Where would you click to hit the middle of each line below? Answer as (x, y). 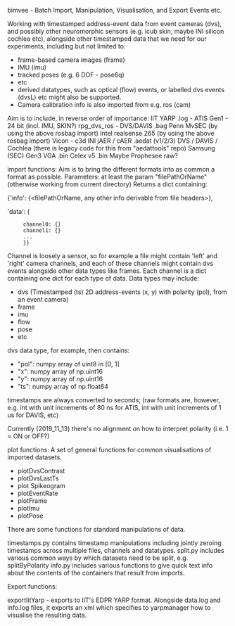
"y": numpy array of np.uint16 (60, 379)
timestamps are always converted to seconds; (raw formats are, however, (114, 400)
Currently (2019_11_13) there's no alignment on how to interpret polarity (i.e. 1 (118, 429)
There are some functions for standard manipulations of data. (96, 529)
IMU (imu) (32, 67)
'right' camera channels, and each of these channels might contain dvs (110, 263)
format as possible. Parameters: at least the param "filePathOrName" (107, 177)
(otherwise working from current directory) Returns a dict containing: (107, 184)
